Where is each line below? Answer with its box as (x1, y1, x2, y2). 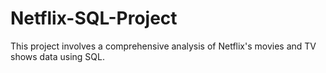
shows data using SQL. (10, 50, 105, 62)
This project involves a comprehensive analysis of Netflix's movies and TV (10, 40, 317, 52)
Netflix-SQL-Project (10, 7, 178, 30)
